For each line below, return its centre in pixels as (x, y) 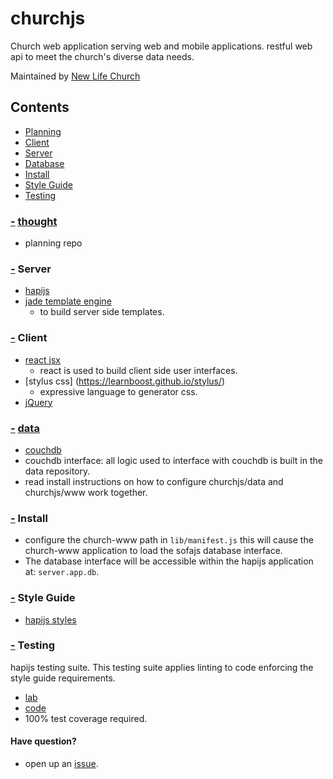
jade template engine (68, 301)
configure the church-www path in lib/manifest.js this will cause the (169, 540)
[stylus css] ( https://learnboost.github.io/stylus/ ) (125, 381)
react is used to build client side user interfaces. (138, 370)
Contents (40, 107)
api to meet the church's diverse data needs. (102, 56)
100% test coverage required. (86, 718)
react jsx (42, 359)
